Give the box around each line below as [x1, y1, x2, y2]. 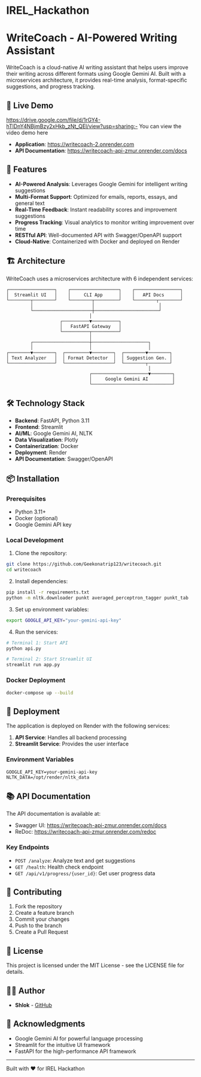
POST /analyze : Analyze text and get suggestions [14, 857, 136, 864]
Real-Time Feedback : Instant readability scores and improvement [14, 205, 178, 213]
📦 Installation [6, 473, 60, 484]
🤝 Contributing [6, 887, 62, 897]
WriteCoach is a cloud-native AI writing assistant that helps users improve [6, 64, 188, 71]
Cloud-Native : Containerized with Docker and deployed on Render [14, 238, 180, 245]
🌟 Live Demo [6, 100, 54, 111]
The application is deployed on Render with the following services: [6, 722, 170, 730]
